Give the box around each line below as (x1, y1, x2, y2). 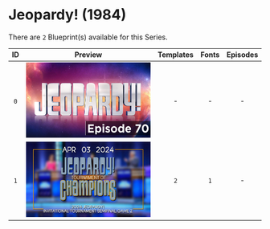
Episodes (226, 50, 259, 59)
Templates (157, 50, 194, 59)
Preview (74, 50, 103, 59)
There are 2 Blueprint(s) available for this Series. (8, 32, 168, 42)
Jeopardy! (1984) (8, 6, 127, 24)
